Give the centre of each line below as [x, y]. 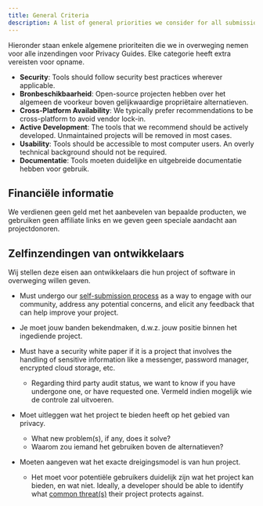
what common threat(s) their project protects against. [117, 494]
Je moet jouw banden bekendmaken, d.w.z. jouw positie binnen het [128, 328]
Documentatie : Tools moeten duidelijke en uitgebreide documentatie [131, 160]
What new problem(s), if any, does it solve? [101, 439]
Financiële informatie [61, 193]
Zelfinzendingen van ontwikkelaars [96, 253]
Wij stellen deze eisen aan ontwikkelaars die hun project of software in [122, 272]
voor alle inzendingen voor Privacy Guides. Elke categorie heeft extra [119, 53]
